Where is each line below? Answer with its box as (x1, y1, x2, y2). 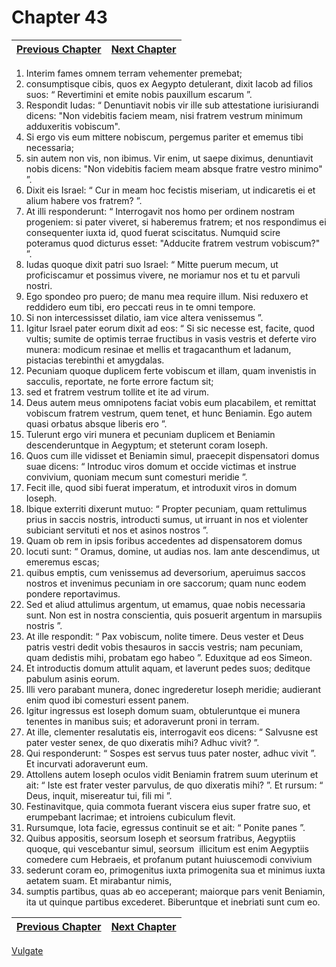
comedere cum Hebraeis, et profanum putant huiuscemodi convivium (25, 853, 313, 865)
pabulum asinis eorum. (25, 672, 121, 685)
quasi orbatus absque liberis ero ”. (25, 417, 168, 430)
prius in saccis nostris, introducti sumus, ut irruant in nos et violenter (25, 513, 309, 525)
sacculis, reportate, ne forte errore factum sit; (25, 375, 214, 387)
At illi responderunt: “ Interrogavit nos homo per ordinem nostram (25, 205, 296, 217)
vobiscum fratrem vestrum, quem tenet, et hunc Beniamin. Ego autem (25, 407, 313, 419)
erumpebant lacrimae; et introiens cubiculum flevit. (25, 811, 236, 823)
